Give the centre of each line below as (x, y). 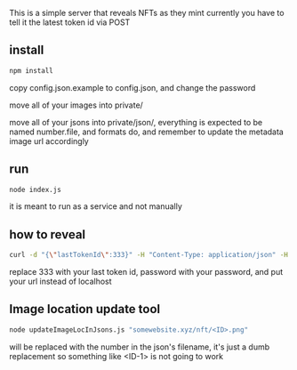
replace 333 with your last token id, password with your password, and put (146, 272)
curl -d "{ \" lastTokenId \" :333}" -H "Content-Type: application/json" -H (149, 255)
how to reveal (48, 234)
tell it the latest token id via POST (70, 22)
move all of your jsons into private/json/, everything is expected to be (136, 122)
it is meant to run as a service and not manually (96, 206)
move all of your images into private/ (76, 105)
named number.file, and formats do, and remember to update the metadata (147, 132)
